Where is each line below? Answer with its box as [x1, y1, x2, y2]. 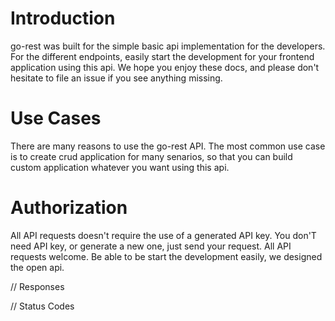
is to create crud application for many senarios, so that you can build [10, 150, 293, 162]
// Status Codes [10, 300, 75, 312]
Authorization [10, 197, 128, 219]
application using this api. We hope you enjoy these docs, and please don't [10, 61, 320, 73]
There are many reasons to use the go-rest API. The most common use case [10, 140, 326, 152]
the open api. [10, 261, 65, 273]
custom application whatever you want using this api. [10, 161, 230, 173]
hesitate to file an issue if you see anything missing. [10, 72, 223, 84]
